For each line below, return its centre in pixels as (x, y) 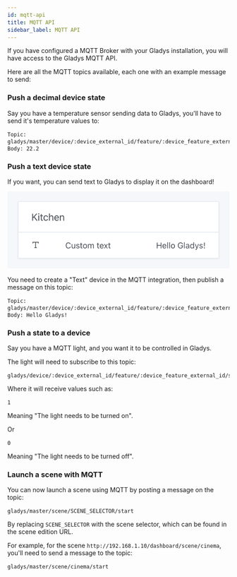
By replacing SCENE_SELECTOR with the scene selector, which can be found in (117, 524)
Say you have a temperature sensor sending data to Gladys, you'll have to (115, 113)
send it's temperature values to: (54, 121)
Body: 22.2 (23, 148)
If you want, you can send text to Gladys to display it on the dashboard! (111, 182)
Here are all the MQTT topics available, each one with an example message (117, 72)
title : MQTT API (31, 22)
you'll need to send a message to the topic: (70, 553)
